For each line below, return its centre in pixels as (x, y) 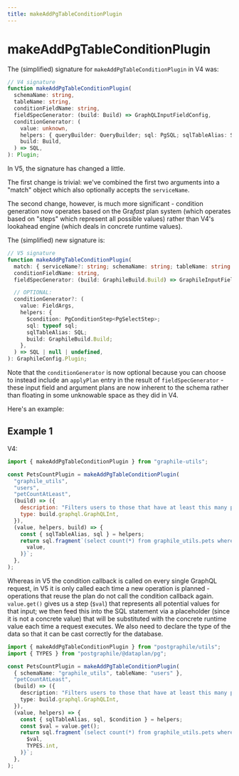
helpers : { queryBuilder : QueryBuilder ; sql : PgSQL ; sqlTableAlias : (124, 135)
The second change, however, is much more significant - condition (106, 204)
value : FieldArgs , (47, 306)
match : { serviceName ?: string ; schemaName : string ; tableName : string (122, 267)
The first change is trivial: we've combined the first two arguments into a (114, 182)
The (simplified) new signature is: (56, 240)
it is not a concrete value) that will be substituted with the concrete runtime (117, 619)
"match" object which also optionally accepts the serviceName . (99, 190)
